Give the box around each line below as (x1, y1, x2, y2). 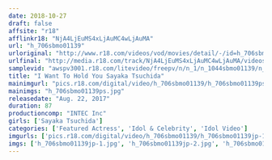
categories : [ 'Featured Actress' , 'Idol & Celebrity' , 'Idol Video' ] (8, 124, 249, 133)
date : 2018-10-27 (8, 11, 67, 20)
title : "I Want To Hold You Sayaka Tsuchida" (8, 72, 164, 80)
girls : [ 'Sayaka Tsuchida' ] (8, 117, 104, 125)
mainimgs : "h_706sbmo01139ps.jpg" (8, 86, 125, 95)
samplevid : (8, 65, 45, 73)
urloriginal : (8, 49, 53, 57)
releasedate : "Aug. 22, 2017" (8, 95, 111, 103)
